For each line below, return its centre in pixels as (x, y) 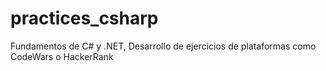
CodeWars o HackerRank (62, 56)
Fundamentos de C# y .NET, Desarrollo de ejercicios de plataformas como (163, 46)
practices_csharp (84, 18)
